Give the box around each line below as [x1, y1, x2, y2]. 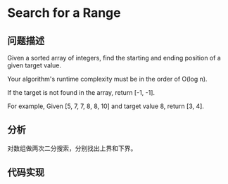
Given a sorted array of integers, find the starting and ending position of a [7, 54, 222, 62]
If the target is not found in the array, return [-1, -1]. [7, 88, 156, 96]
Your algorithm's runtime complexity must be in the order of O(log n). [7, 75, 208, 83]
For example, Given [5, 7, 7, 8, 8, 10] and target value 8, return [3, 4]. [7, 102, 204, 110]
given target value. [7, 61, 62, 70]
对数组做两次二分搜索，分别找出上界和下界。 [7, 144, 137, 152]
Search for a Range [7, 5, 121, 21]
